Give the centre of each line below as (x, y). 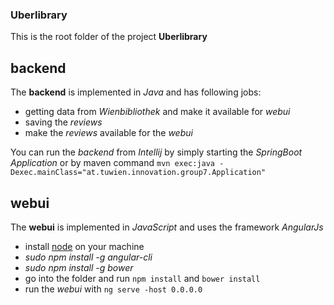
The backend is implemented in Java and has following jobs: (136, 92)
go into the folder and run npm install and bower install (142, 278)
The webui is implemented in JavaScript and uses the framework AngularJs (167, 227)
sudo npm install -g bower (79, 267)
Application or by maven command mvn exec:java (113, 163)
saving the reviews (63, 122)
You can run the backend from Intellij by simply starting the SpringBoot (156, 152)
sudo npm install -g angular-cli (88, 257)
